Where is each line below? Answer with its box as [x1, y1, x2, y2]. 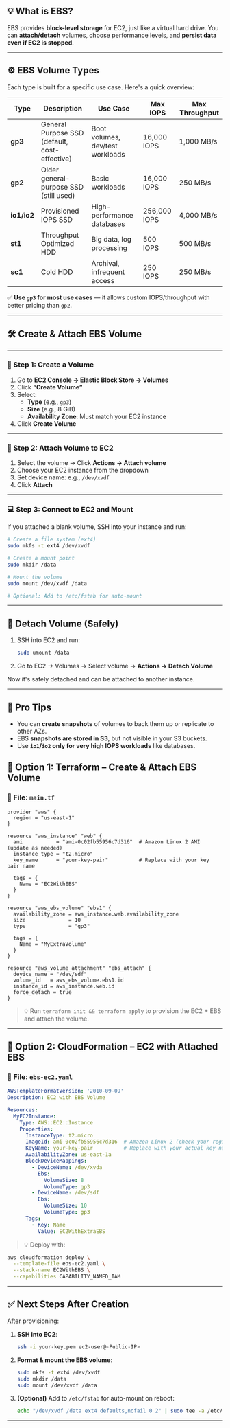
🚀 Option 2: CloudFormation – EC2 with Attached [7, 1041, 218, 1053]
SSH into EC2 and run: [16, 636, 81, 644]
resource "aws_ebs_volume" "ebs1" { [7, 905, 112, 911]
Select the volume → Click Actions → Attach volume [16, 459, 166, 467]
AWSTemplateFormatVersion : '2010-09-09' [7, 1088, 125, 1095]
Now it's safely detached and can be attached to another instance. [7, 675, 195, 683]
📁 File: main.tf [7, 793, 55, 802]
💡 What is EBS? [7, 5, 73, 17]
